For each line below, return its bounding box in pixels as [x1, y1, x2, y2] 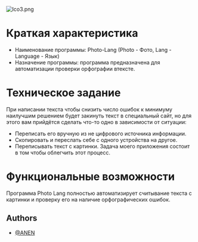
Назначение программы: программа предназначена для [14, 58, 160, 66]
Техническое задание [6, 86, 121, 100]
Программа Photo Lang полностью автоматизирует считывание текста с [6, 190, 192, 197]
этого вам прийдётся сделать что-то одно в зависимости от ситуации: [6, 118, 187, 125]
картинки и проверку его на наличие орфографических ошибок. [6, 196, 171, 203]
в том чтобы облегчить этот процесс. [14, 149, 110, 156]
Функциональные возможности [6, 170, 175, 184]
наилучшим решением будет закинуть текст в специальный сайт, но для [6, 112, 192, 119]
